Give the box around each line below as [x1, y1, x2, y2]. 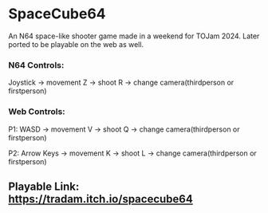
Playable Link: [8, 179, 80, 193]
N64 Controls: [8, 59, 65, 70]
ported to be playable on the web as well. [8, 39, 144, 49]
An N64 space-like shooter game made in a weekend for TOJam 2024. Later [8, 31, 260, 41]
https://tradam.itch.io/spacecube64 [8, 192, 193, 206]
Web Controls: [8, 106, 65, 117]
